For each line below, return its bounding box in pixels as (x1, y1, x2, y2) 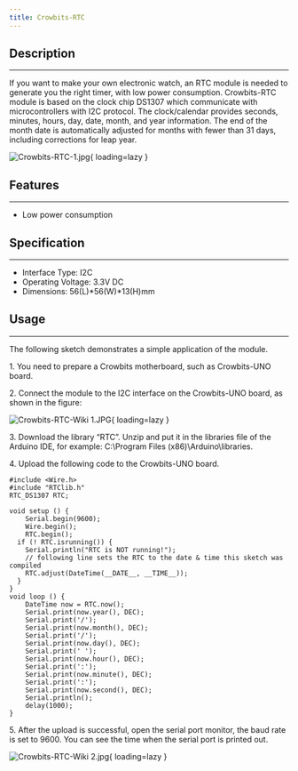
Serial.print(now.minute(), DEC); (25, 670, 153, 679)
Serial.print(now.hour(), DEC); (25, 655, 145, 663)
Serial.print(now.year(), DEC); (25, 607, 145, 616)
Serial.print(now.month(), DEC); (25, 623, 149, 632)
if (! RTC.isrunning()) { (17, 537, 114, 547)
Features (9, 177, 59, 192)
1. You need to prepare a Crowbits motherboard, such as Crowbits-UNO (9, 361, 272, 372)
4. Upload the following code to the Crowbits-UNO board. (9, 458, 220, 469)
